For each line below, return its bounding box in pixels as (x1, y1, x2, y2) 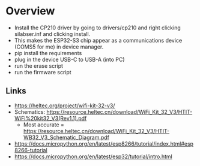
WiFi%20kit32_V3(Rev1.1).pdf (14, 114, 87, 122)
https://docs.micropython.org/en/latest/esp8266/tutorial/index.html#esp (14, 140, 193, 147)
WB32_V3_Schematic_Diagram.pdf (23, 134, 109, 141)
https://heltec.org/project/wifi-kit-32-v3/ (14, 102, 115, 109)
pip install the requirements (14, 49, 82, 56)
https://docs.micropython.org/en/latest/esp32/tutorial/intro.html (14, 153, 172, 160)
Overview (5, 4, 55, 18)
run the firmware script (14, 68, 71, 76)
